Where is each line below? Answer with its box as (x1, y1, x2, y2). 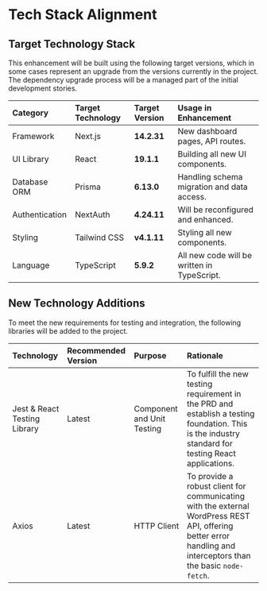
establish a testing (186, 408, 255, 419)
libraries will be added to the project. (8, 326, 129, 335)
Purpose (133, 350, 167, 361)
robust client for (186, 481, 246, 492)
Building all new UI (177, 149, 246, 160)
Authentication (12, 209, 68, 220)
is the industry (186, 427, 240, 438)
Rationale (186, 350, 224, 361)
